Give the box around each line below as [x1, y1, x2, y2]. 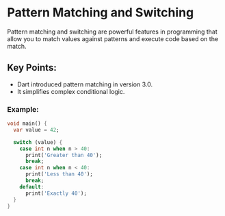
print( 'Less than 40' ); [25, 171, 94, 178]
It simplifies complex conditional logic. [16, 87, 125, 95]
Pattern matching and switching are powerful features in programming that [7, 27, 217, 36]
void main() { [7, 120, 48, 128]
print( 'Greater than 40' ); [25, 152, 103, 158]
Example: [7, 104, 39, 114]
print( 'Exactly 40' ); [25, 190, 88, 197]
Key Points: [7, 62, 57, 73]
